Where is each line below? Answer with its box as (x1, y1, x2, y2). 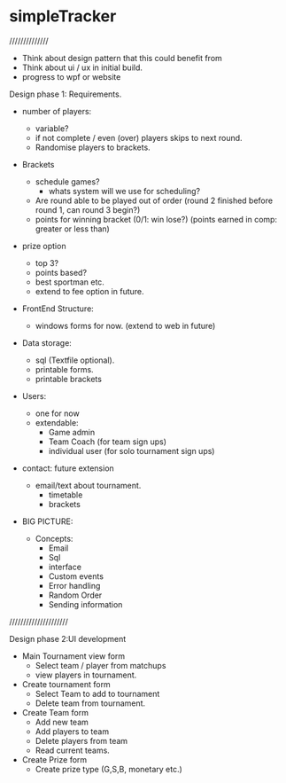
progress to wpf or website (21, 71, 121, 82)
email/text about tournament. (35, 480, 142, 490)
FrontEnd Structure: (21, 303, 95, 314)
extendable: (35, 417, 79, 427)
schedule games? (35, 176, 100, 187)
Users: (21, 390, 47, 401)
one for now (35, 408, 80, 419)
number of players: (21, 106, 92, 116)
